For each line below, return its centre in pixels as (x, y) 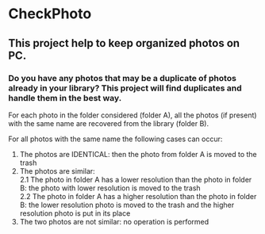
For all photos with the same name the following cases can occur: (115, 139)
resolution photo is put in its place (75, 213)
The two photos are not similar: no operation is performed (114, 221)
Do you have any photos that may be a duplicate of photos (122, 78)
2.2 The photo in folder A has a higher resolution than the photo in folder (138, 196)
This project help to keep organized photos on (124, 43)
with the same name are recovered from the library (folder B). (108, 123)
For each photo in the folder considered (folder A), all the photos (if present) (132, 115)
